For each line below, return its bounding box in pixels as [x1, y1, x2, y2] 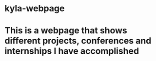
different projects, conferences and [4, 35, 152, 46]
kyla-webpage [4, 3, 65, 14]
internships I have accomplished [4, 46, 139, 57]
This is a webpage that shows [4, 25, 128, 36]
